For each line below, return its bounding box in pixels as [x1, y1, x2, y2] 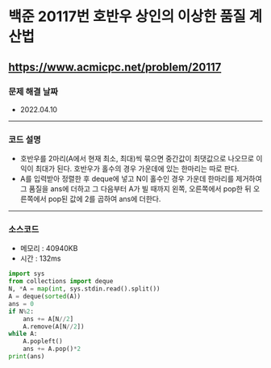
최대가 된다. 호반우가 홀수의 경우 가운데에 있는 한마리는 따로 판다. [35, 164, 240, 174]
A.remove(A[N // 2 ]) [23, 322, 85, 331]
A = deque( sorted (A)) [8, 292, 81, 301]
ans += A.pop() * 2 [23, 345, 81, 353]
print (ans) [8, 353, 45, 361]
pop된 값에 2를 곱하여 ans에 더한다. [48, 194, 161, 204]
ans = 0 [8, 299, 35, 307]
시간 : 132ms [19, 253, 61, 263]
